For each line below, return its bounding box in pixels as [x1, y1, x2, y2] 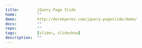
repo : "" [5, 26, 42, 31]
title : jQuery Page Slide [5, 7, 76, 12]
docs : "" [5, 21, 42, 26]
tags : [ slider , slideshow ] [5, 30, 81, 35]
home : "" [5, 12, 42, 17]
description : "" [5, 35, 42, 40]
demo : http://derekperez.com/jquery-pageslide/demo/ [5, 16, 137, 21]
